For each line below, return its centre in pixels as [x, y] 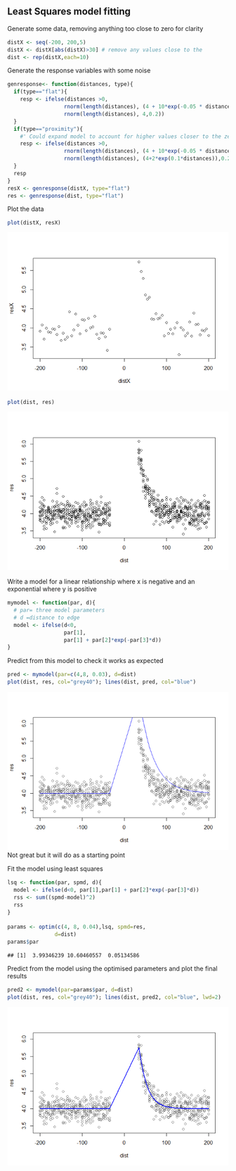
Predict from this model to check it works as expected [85, 661]
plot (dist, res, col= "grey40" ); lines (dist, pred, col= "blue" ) [102, 682]
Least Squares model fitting [69, 12]
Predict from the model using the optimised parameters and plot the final [112, 968]
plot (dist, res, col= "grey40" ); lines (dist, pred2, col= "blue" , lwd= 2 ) [114, 997]
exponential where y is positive [52, 589]
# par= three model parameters [59, 610]
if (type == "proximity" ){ [48, 129]
